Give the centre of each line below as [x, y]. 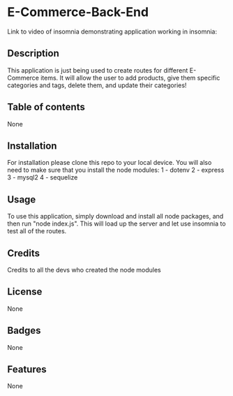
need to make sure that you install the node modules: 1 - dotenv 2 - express [116, 170]
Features [27, 370]
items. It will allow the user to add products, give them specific [130, 78]
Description [33, 53]
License [25, 292]
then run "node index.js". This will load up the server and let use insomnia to [116, 223]
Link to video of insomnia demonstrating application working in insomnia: [112, 31]
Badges [24, 331]
